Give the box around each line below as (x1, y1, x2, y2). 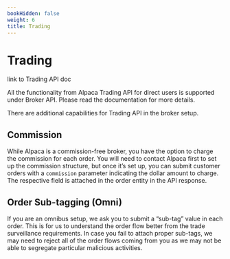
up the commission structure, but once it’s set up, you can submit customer (7, 162, 221, 170)
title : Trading (7, 23, 51, 30)
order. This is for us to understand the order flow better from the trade (7, 221, 206, 230)
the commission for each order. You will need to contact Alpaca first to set (7, 155, 217, 163)
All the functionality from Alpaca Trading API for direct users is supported (7, 89, 215, 97)
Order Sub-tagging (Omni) (7, 196, 122, 208)
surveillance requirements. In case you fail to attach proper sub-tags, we (7, 229, 213, 237)
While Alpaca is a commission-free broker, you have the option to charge (7, 147, 214, 155)
